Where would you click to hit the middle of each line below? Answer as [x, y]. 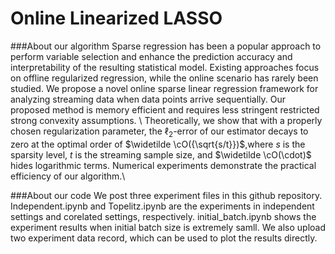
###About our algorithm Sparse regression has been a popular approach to [166, 46]
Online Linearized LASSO [116, 18]
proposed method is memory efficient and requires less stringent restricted [165, 109]
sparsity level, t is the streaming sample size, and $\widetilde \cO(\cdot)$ [161, 154]
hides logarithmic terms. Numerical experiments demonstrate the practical [163, 165]
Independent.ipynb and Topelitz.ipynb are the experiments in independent [162, 206]
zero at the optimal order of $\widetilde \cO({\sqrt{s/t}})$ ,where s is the [158, 144]
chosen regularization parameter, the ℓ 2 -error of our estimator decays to [159, 132]
